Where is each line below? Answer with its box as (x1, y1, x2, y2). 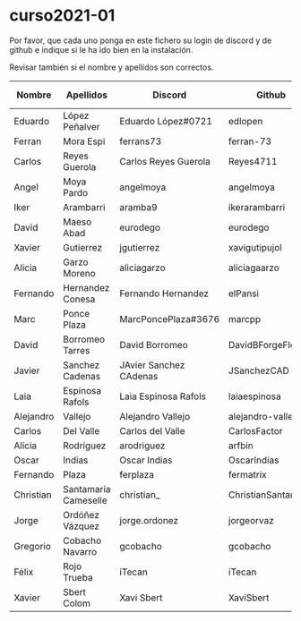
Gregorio (13, 540, 52, 552)
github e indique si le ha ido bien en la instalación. (9, 44, 193, 55)
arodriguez (119, 439, 166, 452)
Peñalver (62, 120, 100, 132)
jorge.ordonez (119, 514, 179, 526)
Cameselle (62, 494, 107, 506)
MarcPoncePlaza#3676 (119, 312, 220, 325)
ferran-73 (228, 135, 271, 148)
